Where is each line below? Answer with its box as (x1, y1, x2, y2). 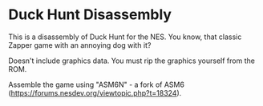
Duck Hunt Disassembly (8, 6, 172, 24)
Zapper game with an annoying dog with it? (8, 40, 152, 49)
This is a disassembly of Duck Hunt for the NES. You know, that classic (8, 32, 242, 41)
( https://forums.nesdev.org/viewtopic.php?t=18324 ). (8, 88, 182, 97)
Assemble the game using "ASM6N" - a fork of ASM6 (8, 80, 184, 89)
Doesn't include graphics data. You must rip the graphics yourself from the (8, 56, 255, 65)
